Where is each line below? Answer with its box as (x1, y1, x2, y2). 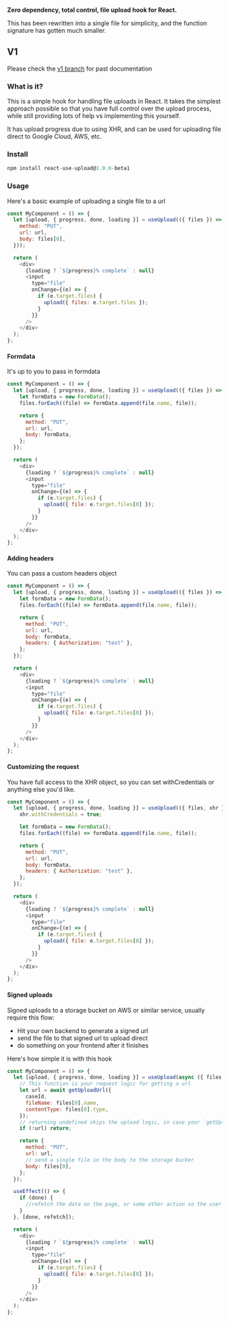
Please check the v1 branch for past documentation (7, 64, 153, 73)
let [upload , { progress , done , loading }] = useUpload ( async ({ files (13, 1074, 222, 1081)
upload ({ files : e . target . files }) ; (43, 298, 149, 306)
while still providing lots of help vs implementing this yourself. (7, 112, 181, 120)
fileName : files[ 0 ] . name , (25, 1099, 99, 1107)
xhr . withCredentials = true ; (19, 811, 103, 818)
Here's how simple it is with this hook (7, 1054, 112, 1063)
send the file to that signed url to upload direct (16, 1034, 149, 1042)
